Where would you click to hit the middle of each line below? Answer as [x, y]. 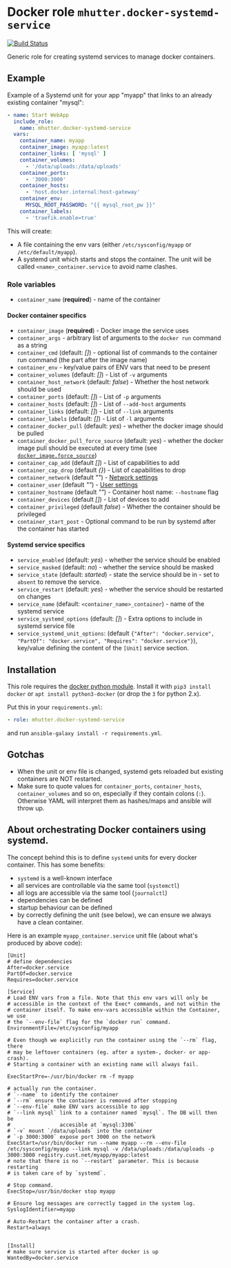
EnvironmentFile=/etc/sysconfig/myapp [63, 1028]
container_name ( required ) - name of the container [89, 299]
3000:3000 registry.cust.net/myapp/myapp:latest [78, 1155]
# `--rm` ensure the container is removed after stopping [92, 1100]
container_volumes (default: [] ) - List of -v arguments [92, 375]
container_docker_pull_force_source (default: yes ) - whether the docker [120, 441]
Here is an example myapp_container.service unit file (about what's [102, 935]
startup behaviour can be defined [64, 907]
